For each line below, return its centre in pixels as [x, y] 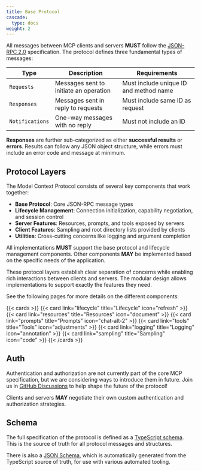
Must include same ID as [157, 101]
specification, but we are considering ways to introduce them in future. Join [100, 379]
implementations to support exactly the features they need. [79, 285]
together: [17, 193]
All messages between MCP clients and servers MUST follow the [86, 46]
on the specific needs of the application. [56, 260]
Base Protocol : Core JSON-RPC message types [74, 204]
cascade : [17, 17]
